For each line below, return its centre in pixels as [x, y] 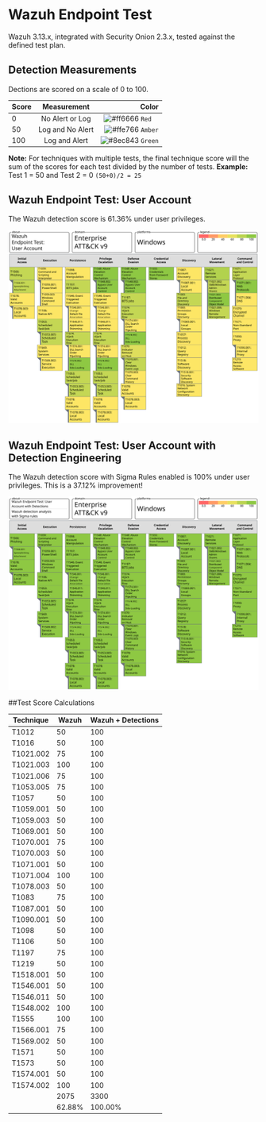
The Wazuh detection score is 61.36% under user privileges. [107, 219]
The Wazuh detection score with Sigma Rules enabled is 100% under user [129, 477]
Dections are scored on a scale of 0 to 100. [79, 89]
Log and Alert [66, 140]
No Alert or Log [66, 118]
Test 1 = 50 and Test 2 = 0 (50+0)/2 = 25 [75, 175]
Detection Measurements [73, 70]
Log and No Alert [66, 129]
